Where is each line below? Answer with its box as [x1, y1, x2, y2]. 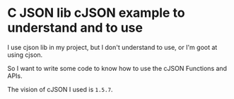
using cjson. [7, 51, 43, 59]
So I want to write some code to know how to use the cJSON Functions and [7, 64, 228, 72]
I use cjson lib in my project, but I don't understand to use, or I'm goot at [7, 43, 218, 51]
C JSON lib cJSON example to [7, 5, 185, 21]
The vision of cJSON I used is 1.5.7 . [7, 85, 113, 93]
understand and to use [7, 20, 144, 36]
